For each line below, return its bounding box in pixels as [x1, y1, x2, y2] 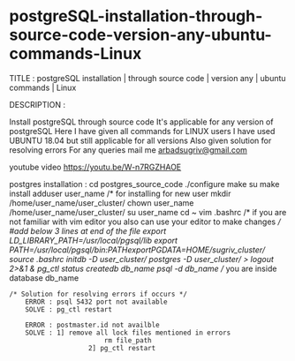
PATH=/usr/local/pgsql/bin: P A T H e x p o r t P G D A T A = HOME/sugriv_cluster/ [9, 244, 266, 255]
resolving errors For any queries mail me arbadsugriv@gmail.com [9, 144, 247, 155]
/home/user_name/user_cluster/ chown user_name [9, 197, 194, 208]
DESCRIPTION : [9, 99, 66, 109]
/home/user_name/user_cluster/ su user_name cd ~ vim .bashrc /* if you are [9, 207, 287, 217]
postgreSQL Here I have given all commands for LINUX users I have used [9, 125, 276, 136]
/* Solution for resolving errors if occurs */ [9, 290, 188, 298]
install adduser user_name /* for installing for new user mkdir [9, 188, 231, 199]
